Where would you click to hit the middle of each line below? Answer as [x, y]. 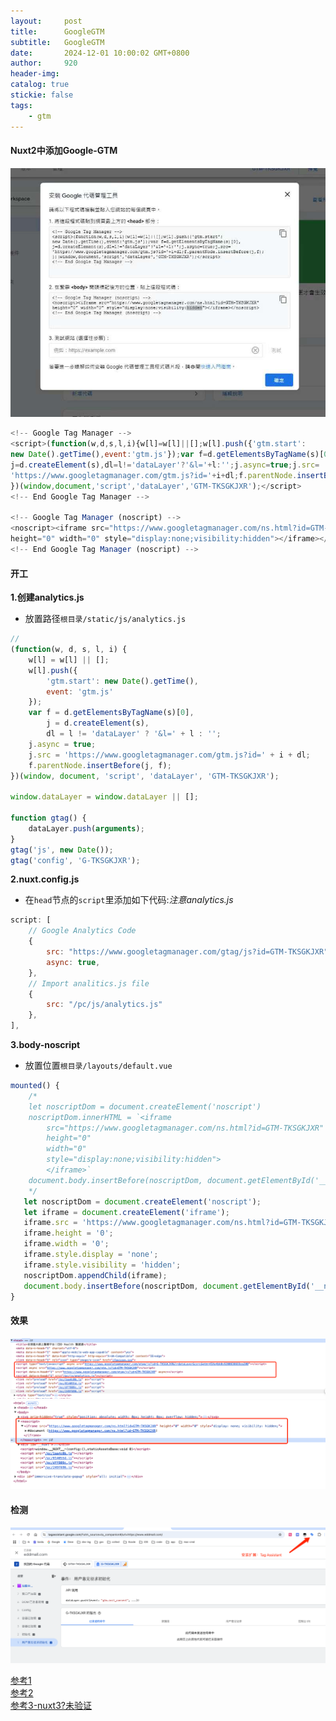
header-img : [35, 74]
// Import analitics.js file [89, 983]
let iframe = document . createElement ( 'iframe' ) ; [126, 1212]
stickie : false [42, 95]
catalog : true [40, 85]
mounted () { [35, 1086]
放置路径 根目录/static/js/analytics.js [105, 619]
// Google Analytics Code [82, 931]
